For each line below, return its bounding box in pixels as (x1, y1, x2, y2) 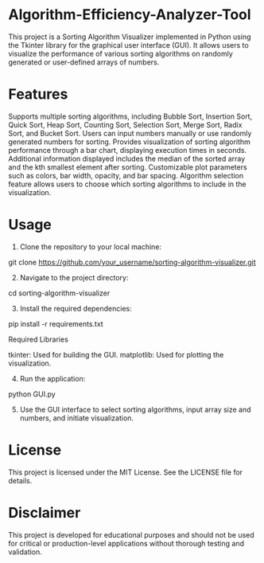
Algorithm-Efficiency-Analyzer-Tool (8, 6, 252, 24)
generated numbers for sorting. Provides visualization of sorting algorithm (8, 137, 250, 147)
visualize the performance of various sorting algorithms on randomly (8, 49, 233, 58)
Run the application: (19, 373, 86, 383)
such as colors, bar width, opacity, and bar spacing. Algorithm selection (8, 170, 244, 180)
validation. (8, 547, 42, 557)
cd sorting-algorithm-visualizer (8, 288, 111, 298)
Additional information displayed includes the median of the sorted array (8, 154, 246, 163)
